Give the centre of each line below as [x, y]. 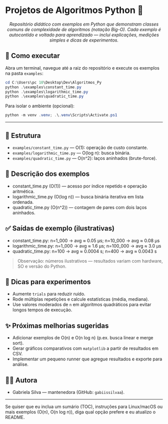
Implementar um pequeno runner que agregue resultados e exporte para [87, 359]
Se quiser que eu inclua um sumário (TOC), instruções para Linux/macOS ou [84, 406]
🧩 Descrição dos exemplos [47, 174]
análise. [20, 364]
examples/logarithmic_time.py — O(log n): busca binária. [71, 153]
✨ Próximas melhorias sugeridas [57, 326]
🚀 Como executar [32, 56]
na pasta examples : [24, 73]
